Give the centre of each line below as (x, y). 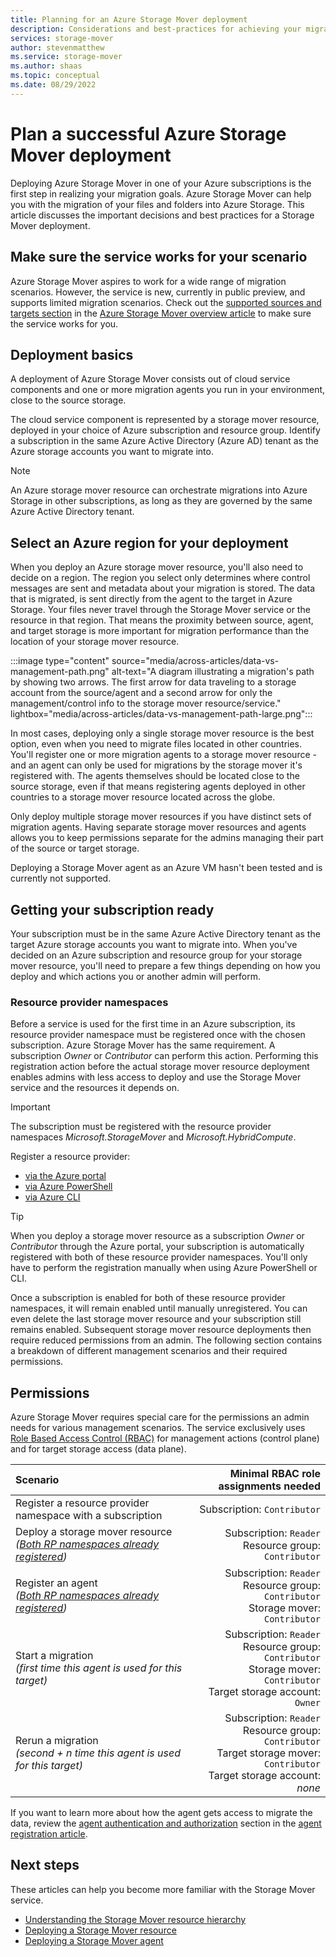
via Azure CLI (52, 1197)
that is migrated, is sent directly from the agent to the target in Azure (151, 599)
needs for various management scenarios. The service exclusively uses (158, 1428)
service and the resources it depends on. (95, 1088)
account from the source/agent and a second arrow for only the (141, 693)
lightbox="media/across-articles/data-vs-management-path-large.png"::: (161, 714)
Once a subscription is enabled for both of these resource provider (148, 1298)
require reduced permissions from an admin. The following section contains (166, 1340)
